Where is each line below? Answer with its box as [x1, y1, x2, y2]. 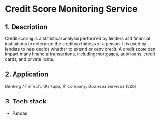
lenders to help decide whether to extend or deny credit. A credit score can [5, 46, 156, 51]
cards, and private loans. [5, 56, 55, 62]
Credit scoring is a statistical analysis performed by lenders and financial [5, 35, 151, 41]
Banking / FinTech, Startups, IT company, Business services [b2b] [5, 83, 137, 89]
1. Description [5, 23, 48, 31]
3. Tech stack [5, 97, 47, 105]
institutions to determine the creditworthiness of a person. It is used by [5, 41, 146, 47]
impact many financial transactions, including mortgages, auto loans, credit [5, 51, 155, 57]
